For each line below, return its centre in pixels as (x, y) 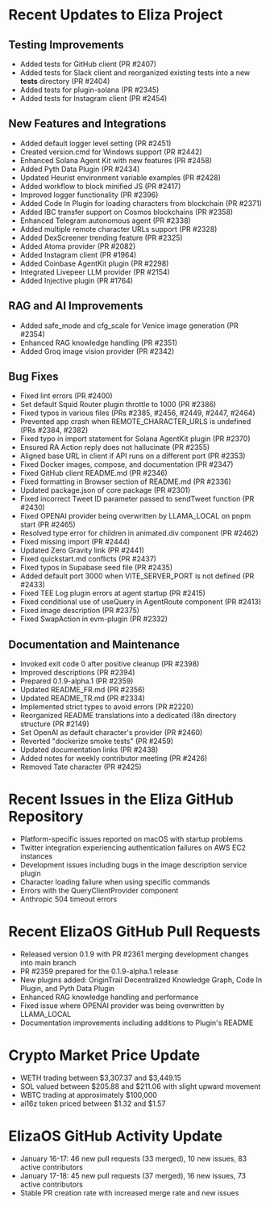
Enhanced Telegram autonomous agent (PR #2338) (105, 221)
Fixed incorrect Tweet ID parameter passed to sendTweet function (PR (137, 499)
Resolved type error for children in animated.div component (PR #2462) (139, 533)
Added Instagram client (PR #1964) (78, 254)
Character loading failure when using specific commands (115, 882)
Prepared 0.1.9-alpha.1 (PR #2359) (77, 681)
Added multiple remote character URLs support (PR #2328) (118, 229)
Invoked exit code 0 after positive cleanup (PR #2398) (110, 664)
